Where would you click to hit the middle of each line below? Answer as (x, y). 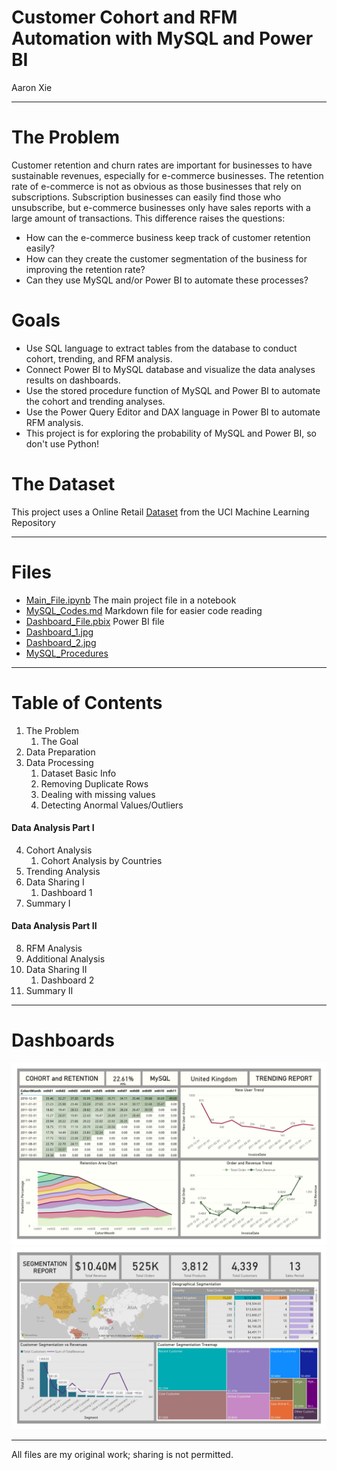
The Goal (59, 741)
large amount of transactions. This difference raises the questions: (148, 218)
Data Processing (59, 762)
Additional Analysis (65, 959)
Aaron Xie (32, 87)
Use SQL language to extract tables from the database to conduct (161, 348)
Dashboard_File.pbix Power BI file (95, 621)
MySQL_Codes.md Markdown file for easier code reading (144, 610)
